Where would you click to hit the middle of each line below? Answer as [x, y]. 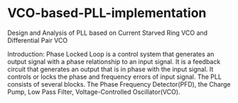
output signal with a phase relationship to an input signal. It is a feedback [114, 61]
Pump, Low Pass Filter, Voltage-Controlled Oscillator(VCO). [94, 92]
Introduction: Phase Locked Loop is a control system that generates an [111, 54]
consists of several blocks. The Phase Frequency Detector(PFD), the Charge [119, 84]
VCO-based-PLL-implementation [107, 13]
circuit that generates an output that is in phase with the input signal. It [110, 69]
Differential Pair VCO [38, 40]
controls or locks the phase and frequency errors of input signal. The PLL [115, 77]
